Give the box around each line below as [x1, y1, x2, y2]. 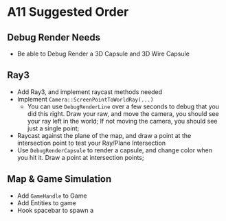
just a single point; [27, 124, 80, 132]
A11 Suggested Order [7, 4, 129, 20]
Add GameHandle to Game [16, 191, 87, 200]
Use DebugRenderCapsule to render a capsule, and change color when [16, 146, 213, 154]
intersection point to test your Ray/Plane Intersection [16, 139, 166, 147]
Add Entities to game [16, 198, 77, 207]
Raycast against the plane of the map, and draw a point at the [16, 131, 192, 139]
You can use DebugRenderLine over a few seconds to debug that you [27, 102, 220, 110]
